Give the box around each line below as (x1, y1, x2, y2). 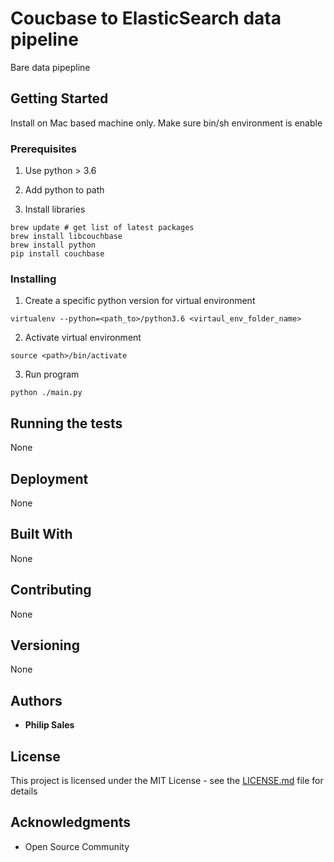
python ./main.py (10, 388, 83, 398)
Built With (10, 526, 73, 543)
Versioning (10, 637, 80, 654)
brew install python (10, 240, 97, 251)
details (10, 785, 38, 797)
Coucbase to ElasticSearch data (10, 7, 282, 30)
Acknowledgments (10, 814, 132, 831)
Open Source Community (24, 840, 130, 852)
